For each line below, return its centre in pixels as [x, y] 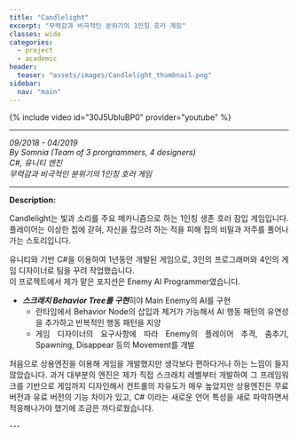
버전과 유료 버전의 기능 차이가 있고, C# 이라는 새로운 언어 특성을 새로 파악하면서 [149, 397]
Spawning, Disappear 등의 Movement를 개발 [115, 345]
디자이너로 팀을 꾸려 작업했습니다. [76, 270]
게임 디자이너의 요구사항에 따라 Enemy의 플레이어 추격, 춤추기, [162, 333]
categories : [31, 42]
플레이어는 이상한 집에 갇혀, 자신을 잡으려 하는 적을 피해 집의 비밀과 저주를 [137, 229]
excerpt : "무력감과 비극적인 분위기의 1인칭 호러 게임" [98, 26]
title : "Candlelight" [49, 17]
